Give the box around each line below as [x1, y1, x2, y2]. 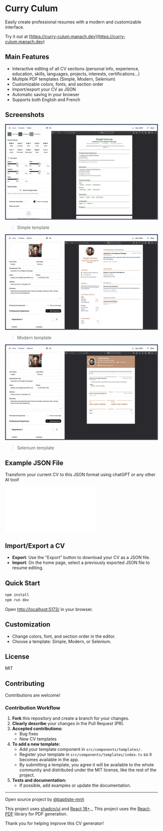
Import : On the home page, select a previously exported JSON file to [12, 560, 150, 566]
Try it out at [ [5, 34, 31, 39]
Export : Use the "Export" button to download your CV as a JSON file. [12, 555, 150, 560]
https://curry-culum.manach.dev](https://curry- [31, 34, 126, 39]
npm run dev [5, 597, 29, 602]
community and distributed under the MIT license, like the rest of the [19, 767, 157, 773]
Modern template [16, 335, 52, 340]
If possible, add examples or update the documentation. [19, 782, 131, 788]
